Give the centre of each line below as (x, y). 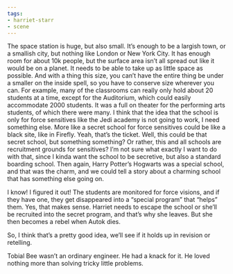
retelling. (20, 243)
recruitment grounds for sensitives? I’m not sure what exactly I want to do (112, 149)
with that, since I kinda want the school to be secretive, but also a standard (114, 157)
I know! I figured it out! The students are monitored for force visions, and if (113, 192)
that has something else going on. (55, 179)
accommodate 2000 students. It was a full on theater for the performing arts (116, 105)
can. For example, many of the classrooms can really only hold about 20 (110, 90)
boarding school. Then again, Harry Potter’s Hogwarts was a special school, (116, 164)
